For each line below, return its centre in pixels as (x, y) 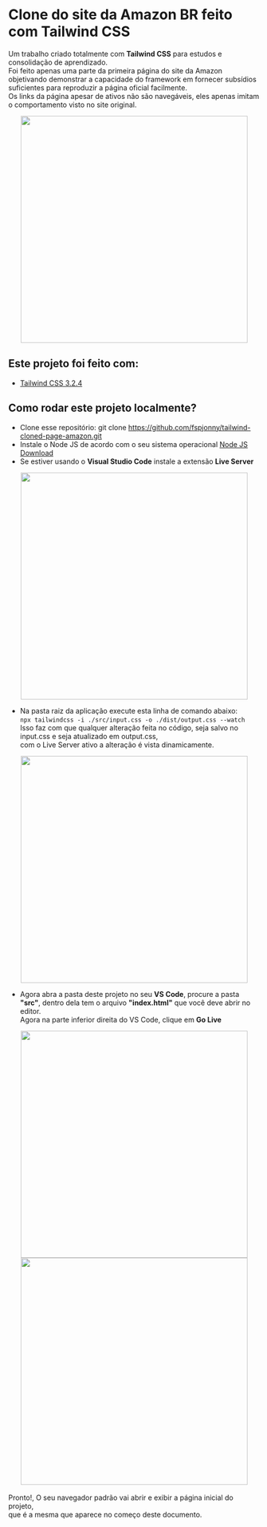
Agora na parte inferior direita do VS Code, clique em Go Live (120, 1019)
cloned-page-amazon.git (61, 436)
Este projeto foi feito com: (74, 364)
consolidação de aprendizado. (58, 62)
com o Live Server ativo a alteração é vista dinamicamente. (117, 745)
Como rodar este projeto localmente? (102, 408)
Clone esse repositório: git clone (73, 427)
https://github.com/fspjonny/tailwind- (189, 427)
